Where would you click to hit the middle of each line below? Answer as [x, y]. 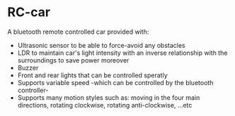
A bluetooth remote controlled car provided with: [78, 32]
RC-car [29, 12]
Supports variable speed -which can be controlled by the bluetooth [115, 82]
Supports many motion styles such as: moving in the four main [109, 97]
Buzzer [28, 67]
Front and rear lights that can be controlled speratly [92, 75]
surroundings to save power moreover [73, 60]
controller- [33, 90]
